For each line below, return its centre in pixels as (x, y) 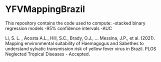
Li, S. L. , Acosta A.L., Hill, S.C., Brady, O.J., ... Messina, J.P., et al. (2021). (80, 38)
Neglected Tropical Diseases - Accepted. (47, 54)
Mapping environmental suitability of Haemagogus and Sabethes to (74, 43)
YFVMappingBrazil (45, 9)
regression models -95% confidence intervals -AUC (59, 28)
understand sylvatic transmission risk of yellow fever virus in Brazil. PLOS (81, 48)
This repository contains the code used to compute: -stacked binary (75, 23)
